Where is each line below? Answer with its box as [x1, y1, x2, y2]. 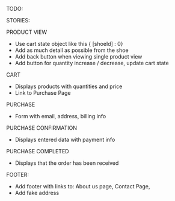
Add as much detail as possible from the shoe [14, 46, 129, 54]
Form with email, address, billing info [14, 113, 106, 120]
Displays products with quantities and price [14, 83, 123, 90]
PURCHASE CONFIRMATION [6, 124, 77, 132]
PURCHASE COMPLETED [6, 148, 69, 155]
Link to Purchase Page [14, 89, 71, 96]
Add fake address [14, 190, 59, 196]
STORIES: [6, 17, 30, 24]
